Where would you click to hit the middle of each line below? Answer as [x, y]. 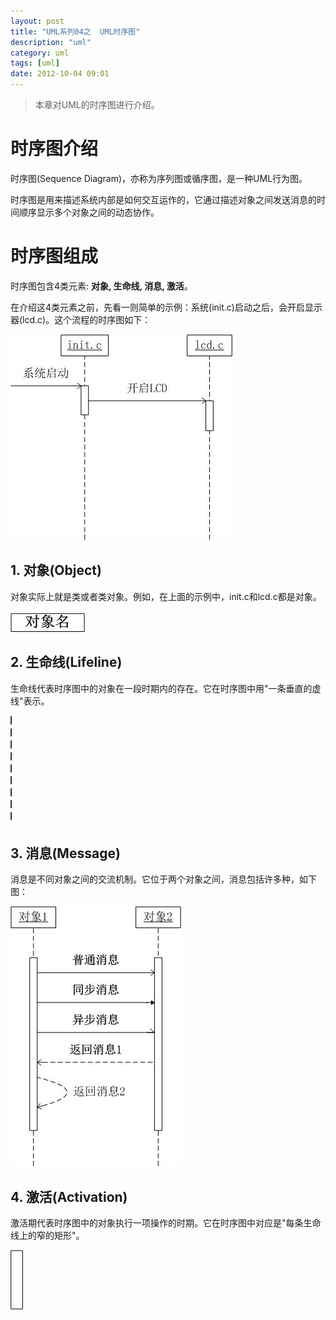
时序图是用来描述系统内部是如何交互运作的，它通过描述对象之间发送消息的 [163, 199]
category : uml [40, 53]
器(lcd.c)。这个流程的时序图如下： [81, 319]
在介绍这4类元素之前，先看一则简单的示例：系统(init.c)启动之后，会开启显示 [166, 307]
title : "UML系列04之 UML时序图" [75, 31]
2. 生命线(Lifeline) [66, 662]
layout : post [37, 21]
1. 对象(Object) [56, 570]
